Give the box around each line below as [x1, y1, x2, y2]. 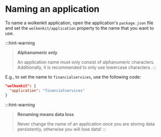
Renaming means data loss [17, 111, 74, 117]
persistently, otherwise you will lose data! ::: [17, 126, 107, 132]
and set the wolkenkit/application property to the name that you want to [5, 25, 154, 31]
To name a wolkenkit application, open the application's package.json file [5, 20, 154, 26]
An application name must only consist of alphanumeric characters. [17, 59, 155, 65]
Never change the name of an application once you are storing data [17, 121, 155, 127]
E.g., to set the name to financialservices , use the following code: [5, 74, 141, 80]
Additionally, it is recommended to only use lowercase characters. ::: [17, 64, 157, 70]
